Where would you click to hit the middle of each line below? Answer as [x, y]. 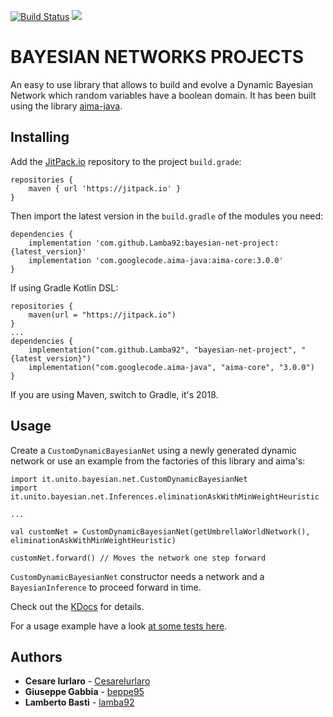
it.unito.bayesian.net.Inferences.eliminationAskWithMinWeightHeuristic [165, 496]
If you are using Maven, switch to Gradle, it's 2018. [114, 394]
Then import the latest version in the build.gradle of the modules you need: [167, 216]
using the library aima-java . [66, 106]
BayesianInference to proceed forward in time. [106, 587]
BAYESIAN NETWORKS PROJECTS [157, 57]
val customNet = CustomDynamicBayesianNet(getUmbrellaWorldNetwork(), [160, 531]
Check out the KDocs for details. [77, 606]
